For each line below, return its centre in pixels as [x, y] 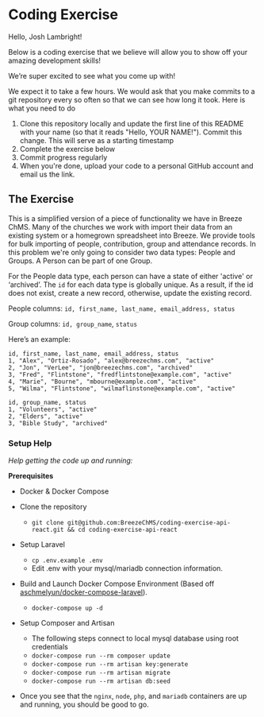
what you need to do [42, 108]
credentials [50, 647]
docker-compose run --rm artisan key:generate [110, 665]
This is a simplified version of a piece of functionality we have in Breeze [125, 218]
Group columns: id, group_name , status [73, 324]
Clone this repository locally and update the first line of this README [132, 123]
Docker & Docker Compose [64, 491]
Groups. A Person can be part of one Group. [80, 261]
